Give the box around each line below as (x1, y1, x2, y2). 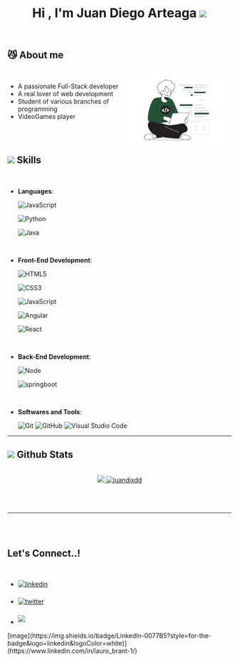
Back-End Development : (17, 352, 91, 361)
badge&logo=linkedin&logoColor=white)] (7, 639, 127, 648)
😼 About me (7, 49, 64, 61)
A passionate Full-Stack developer (17, 82, 119, 90)
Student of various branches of (17, 97, 110, 105)
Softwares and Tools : (17, 407, 82, 416)
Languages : (17, 186, 54, 195)
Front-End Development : (17, 256, 92, 264)
